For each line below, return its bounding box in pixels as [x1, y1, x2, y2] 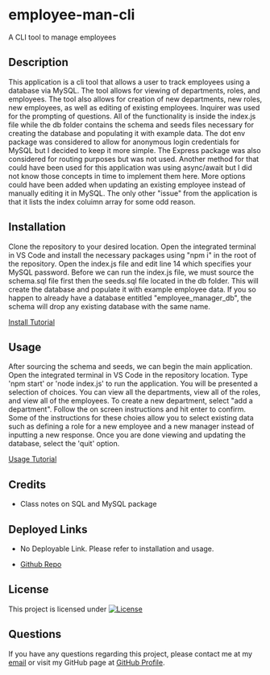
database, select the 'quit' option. [8, 439, 120, 449]
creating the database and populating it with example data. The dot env [8, 128, 246, 138]
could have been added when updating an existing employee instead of [8, 180, 246, 189]
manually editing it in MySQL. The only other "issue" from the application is [8, 188, 258, 198]
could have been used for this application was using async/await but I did [8, 163, 252, 172]
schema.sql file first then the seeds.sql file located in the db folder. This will [8, 275, 260, 285]
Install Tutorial [8, 317, 55, 327]
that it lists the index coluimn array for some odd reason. [8, 197, 196, 206]
